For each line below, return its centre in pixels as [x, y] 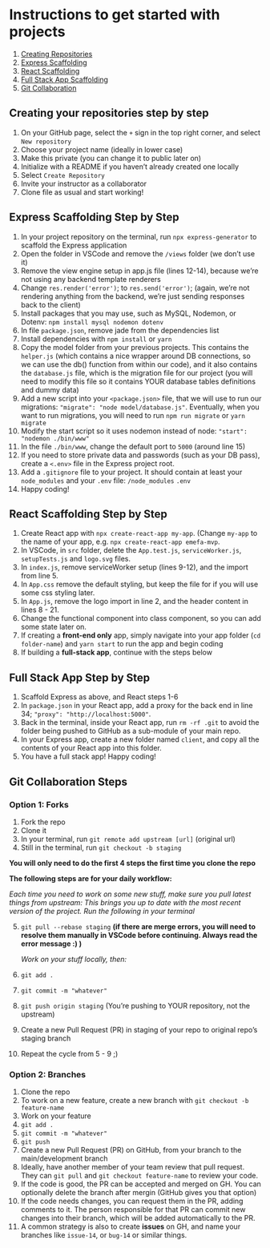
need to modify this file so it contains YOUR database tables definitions [138, 381]
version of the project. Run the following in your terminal [102, 911]
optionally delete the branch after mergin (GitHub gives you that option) [139, 1193]
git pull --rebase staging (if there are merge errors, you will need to [138, 926]
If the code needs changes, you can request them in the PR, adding [132, 1201]
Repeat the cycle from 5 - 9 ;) [69, 1053]
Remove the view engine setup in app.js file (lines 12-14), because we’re [139, 271]
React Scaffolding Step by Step [88, 514]
